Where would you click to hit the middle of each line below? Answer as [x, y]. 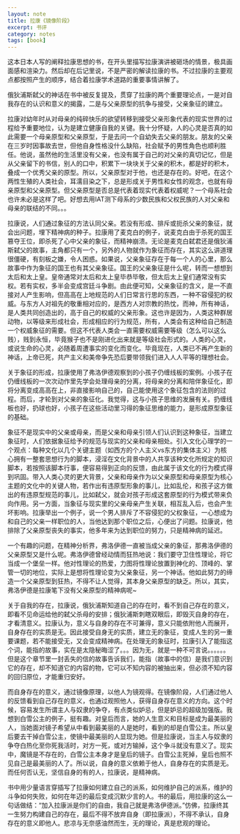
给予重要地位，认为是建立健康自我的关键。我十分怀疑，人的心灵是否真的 [120, 128]
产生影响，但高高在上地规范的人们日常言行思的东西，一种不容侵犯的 [126, 295]
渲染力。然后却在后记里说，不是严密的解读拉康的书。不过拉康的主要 [126, 71]
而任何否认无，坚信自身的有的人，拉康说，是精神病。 [86, 773]
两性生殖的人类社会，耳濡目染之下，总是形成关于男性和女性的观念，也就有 [117, 181]
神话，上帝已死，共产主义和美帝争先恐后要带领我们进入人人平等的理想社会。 [120, 357]
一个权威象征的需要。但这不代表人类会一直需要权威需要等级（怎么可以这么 [117, 331]
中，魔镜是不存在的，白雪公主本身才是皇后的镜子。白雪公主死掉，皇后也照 [117, 755]
